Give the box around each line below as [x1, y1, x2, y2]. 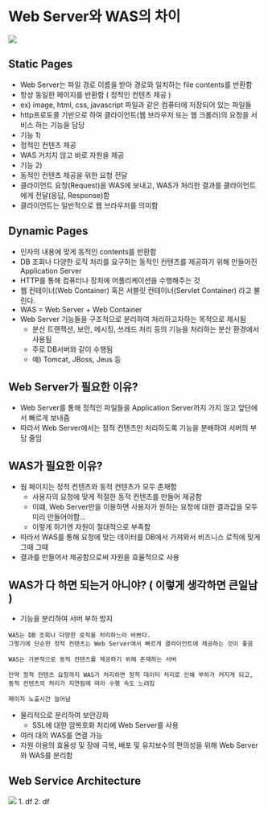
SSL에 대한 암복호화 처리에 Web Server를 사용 [31, 720, 179, 729]
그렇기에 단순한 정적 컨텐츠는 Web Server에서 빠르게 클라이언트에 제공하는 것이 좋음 [8, 640, 254, 648]
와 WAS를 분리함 [19, 750, 73, 760]
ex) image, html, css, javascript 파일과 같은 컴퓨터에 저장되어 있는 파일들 [19, 100, 252, 109]
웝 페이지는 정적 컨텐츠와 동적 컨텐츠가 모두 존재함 [19, 482, 177, 492]
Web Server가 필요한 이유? [8, 380, 138, 394]
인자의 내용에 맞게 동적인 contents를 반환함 [19, 246, 157, 256]
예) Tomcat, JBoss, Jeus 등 [31, 354, 122, 364]
